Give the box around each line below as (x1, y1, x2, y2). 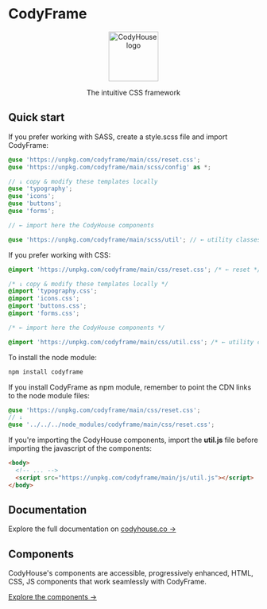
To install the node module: (8, 352, 97, 362)
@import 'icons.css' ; (8, 295, 80, 303)
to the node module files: (8, 390, 90, 400)
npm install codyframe (8, 367, 83, 376)
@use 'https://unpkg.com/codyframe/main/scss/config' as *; (8, 163, 212, 171)
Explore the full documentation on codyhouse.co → (8, 524, 176, 533)
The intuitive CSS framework (86, 87, 181, 97)
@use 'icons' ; (8, 192, 56, 200)
